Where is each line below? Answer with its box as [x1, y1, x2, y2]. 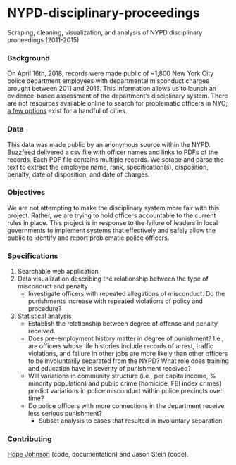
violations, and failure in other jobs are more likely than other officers [27, 350, 228, 358]
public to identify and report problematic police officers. [7, 234, 170, 242]
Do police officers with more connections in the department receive [27, 402, 225, 410]
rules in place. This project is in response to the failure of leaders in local [7, 218, 218, 227]
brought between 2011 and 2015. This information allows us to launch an [7, 84, 217, 93]
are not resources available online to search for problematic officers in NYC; [7, 99, 228, 108]
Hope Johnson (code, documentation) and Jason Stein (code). [7, 450, 189, 459]
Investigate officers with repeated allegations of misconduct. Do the [27, 290, 225, 298]
